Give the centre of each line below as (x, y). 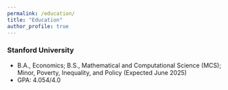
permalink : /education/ (41, 13)
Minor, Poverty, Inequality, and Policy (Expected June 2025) (102, 72)
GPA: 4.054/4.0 (39, 80)
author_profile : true (38, 26)
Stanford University (41, 50)
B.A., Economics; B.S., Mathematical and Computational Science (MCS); (119, 65)
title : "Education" (35, 20)
